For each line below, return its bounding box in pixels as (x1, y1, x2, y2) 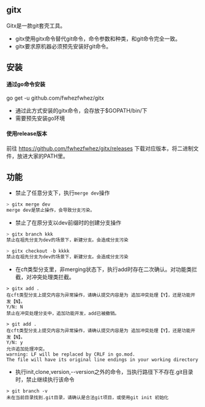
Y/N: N (6, 304, 23, 310)
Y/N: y (6, 339, 23, 345)
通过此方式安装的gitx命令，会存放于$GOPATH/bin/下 (15, 107, 148, 114)
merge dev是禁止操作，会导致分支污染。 (6, 207, 95, 214)
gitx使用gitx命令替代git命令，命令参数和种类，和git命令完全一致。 (15, 35, 181, 42)
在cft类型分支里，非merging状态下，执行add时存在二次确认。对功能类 (15, 266, 192, 273)
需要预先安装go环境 (15, 114, 65, 122)
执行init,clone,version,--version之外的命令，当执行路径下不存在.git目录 (15, 368, 194, 375)
